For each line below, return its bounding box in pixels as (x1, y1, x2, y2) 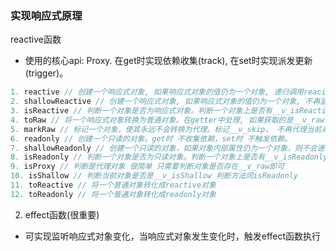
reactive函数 (10, 33, 62, 46)
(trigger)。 (24, 67, 68, 79)
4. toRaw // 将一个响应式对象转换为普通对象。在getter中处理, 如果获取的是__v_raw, (10, 115, 330, 125)
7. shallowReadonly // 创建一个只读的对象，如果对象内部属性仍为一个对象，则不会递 (10, 143, 325, 153)
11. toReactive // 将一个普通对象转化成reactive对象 (10, 180, 217, 191)
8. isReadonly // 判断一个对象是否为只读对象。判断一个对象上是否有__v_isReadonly (10, 152, 328, 162)
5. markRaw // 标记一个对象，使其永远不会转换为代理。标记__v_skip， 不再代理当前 (10, 124, 322, 134)
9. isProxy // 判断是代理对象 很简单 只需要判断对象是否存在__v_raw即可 (10, 162, 285, 172)
